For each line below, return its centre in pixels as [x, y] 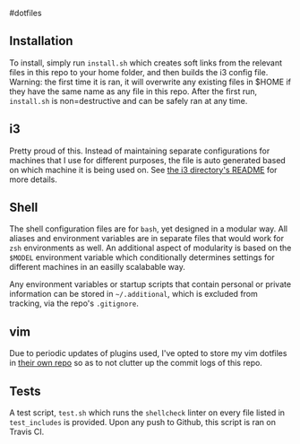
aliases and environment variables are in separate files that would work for [147, 239]
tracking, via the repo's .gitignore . [74, 303]
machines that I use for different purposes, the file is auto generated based [148, 160]
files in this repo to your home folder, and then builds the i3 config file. [139, 72]
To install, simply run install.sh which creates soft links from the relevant [146, 63]
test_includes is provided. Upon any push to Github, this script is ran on [142, 422]
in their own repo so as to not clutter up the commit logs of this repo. [136, 363]
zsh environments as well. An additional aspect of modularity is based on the [150, 248]
